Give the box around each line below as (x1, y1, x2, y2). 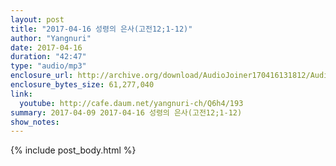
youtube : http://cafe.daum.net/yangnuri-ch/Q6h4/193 (19, 98, 244, 108)
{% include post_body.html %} (10, 144, 137, 156)
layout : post (10, 14, 65, 25)
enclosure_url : (10, 71, 74, 81)
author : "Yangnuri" (10, 33, 92, 43)
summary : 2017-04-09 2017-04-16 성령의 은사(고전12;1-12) (10, 107, 243, 118)
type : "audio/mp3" (10, 61, 87, 71)
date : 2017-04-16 (10, 42, 83, 53)
